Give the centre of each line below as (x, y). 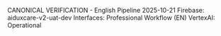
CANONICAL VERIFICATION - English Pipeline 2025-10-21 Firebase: (106, 10)
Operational (24, 25)
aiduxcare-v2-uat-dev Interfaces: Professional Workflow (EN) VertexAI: (111, 18)
